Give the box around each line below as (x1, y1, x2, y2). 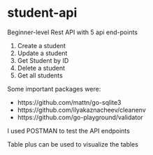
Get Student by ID (17, 56, 69, 64)
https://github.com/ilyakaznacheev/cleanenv (17, 105, 147, 114)
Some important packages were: (7, 84, 101, 93)
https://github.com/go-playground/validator (17, 113, 143, 121)
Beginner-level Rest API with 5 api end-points (7, 28, 138, 36)
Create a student (17, 41, 66, 50)
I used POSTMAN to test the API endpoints (7, 126, 131, 135)
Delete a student (17, 64, 65, 72)
